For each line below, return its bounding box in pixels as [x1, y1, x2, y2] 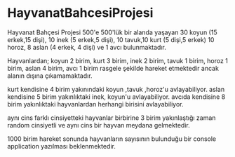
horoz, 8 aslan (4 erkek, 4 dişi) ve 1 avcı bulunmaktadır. [7, 43, 167, 51]
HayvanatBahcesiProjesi [7, 5, 154, 21]
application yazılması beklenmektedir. [7, 142, 116, 150]
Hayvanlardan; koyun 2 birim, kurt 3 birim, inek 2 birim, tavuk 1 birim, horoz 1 [7, 56, 228, 64]
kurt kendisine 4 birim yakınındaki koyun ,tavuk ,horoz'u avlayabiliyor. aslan [7, 85, 225, 93]
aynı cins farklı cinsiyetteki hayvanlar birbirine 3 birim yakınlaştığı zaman [7, 114, 216, 122]
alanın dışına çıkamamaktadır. [7, 71, 93, 80]
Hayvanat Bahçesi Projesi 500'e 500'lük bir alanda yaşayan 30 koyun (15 [7, 28, 217, 36]
